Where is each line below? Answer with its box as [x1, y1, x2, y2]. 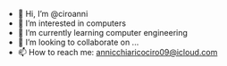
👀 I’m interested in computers [17, 18, 127, 29]
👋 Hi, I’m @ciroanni [17, 9, 88, 19]
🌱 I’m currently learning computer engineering [17, 28, 188, 37]
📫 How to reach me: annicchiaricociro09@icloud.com [17, 47, 218, 57]
